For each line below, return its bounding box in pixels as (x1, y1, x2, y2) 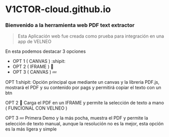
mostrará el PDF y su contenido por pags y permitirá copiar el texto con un (5, 85, 161, 91)
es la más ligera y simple (5, 126, 57, 132)
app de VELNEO (17, 39, 52, 45)
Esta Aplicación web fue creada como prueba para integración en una (17, 33, 164, 39)
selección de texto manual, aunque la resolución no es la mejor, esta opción (5, 121, 164, 127)
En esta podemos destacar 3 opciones (5, 48, 86, 54)
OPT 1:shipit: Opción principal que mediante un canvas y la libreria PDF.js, (5, 79, 160, 85)
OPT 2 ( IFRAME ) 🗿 (12, 63, 54, 70)
